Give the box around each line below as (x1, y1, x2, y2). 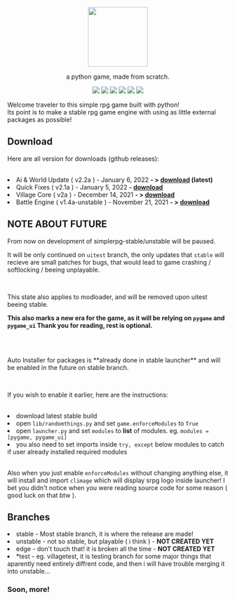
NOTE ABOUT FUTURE (7, 218, 107, 230)
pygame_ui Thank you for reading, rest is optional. (7, 321, 153, 329)
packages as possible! (7, 116, 72, 124)
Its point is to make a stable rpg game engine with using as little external (7, 108, 216, 116)
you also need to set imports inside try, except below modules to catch (16, 440, 224, 449)
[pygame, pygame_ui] (7, 434, 68, 441)
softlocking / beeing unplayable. (7, 265, 100, 274)
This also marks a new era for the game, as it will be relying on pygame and (7, 313, 225, 322)
